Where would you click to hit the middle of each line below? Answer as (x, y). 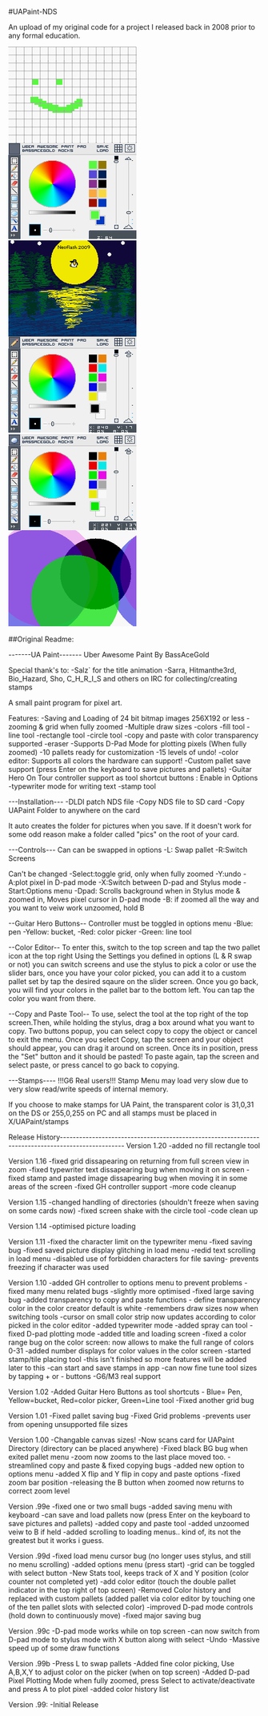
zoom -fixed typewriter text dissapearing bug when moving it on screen (126, 1169)
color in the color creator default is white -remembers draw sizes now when (133, 1308)
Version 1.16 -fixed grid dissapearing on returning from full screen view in (129, 1161)
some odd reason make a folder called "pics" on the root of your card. (124, 834)
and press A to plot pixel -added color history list (89, 1689)
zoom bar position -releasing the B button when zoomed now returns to (126, 1482)
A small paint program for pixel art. (65, 703)
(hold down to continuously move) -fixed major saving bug (105, 1616)
